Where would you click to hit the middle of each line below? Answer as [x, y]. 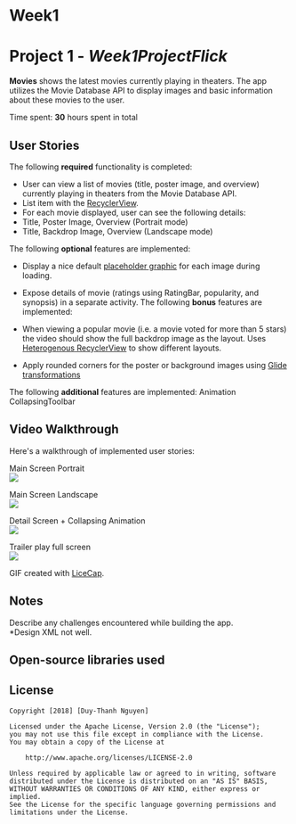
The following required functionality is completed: [101, 167]
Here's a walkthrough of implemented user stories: [102, 450]
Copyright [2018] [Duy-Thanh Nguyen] [79, 711]
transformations [51, 375]
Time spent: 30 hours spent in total [73, 118]
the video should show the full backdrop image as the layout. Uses [144, 338]
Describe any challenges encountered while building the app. [121, 622]
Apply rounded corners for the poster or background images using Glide [154, 365]
